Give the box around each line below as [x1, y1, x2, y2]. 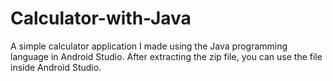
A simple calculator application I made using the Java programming [10, 40, 288, 52]
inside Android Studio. [10, 61, 102, 73]
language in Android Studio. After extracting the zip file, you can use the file [10, 50, 323, 62]
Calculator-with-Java [10, 7, 192, 30]
